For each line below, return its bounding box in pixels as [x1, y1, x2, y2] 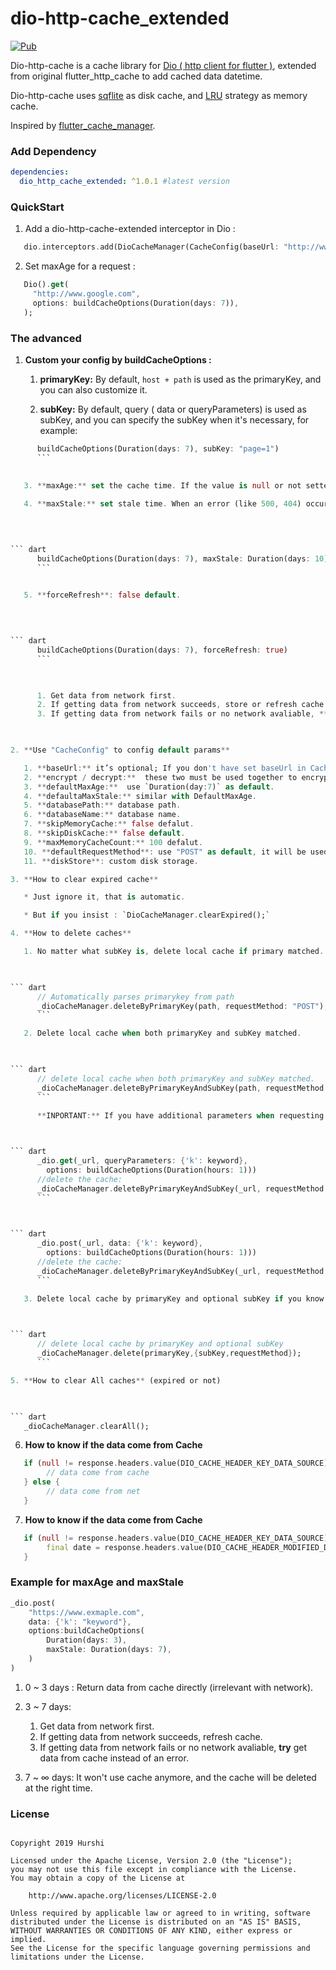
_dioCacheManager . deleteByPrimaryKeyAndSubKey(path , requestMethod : [36, 1083, 329, 1093]
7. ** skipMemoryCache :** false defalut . [23, 819, 195, 829]
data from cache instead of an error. [39, 1752, 189, 1764]
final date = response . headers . [46, 1542, 182, 1552]
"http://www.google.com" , [32, 289, 141, 299]
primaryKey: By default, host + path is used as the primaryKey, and [39, 373, 322, 385]
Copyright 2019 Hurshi [10, 1838, 105, 1849]
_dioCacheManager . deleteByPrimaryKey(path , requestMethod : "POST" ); [36, 1001, 329, 1011]
